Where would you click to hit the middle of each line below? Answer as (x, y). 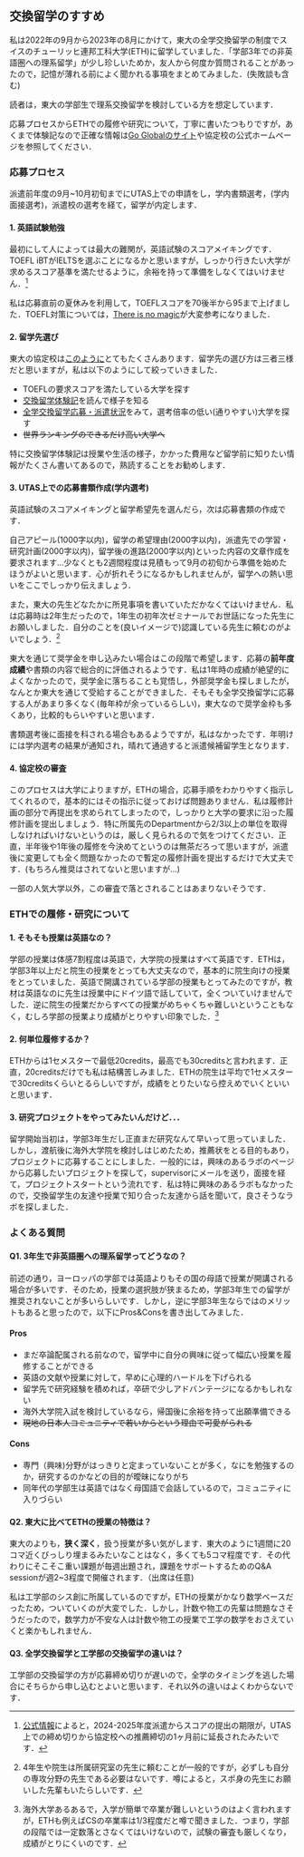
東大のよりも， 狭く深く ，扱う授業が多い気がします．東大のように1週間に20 (150, 1543)
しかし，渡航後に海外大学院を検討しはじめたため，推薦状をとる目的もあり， (152, 1151)
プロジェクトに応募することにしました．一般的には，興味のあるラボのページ (152, 1162)
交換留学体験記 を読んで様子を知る (86, 401)
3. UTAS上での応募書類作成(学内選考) (79, 487)
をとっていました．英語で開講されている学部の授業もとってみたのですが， (147, 982)
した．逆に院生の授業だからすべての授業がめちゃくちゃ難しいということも (148, 1005)
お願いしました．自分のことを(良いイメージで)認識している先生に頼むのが (147, 627)
